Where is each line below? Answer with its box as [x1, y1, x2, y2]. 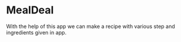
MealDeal [6, 3, 54, 17]
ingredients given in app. [6, 29, 67, 36]
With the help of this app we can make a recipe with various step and [6, 23, 175, 30]
